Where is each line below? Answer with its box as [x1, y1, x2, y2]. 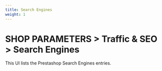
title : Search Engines [5, 7, 52, 12]
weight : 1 [5, 12, 26, 17]
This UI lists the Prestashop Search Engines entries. [5, 60, 111, 66]
